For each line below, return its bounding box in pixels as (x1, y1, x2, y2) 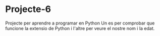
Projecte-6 (5, 3, 51, 15)
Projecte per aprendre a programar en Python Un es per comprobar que (5, 20, 155, 26)
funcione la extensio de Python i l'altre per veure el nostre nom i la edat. (5, 25, 155, 31)
